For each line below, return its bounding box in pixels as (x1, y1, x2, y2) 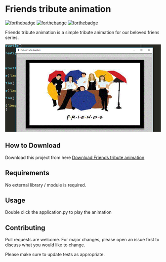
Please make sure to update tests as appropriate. (5, 252, 105, 258)
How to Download (5, 142, 61, 150)
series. (5, 35, 19, 40)
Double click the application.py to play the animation (5, 209, 112, 215)
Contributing (5, 224, 45, 232)
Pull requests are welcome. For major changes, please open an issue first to (5, 237, 160, 243)
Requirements (5, 169, 49, 177)
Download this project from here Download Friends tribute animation (5, 154, 145, 160)
